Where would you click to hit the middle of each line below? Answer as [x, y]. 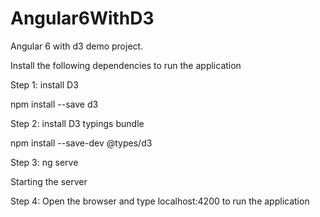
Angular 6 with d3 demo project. [77, 46]
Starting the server [49, 181]
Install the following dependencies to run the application [126, 65]
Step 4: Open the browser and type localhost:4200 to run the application [160, 201]
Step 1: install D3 [44, 84]
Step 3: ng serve [44, 162]
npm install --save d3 [54, 104]
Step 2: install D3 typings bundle [77, 123]
